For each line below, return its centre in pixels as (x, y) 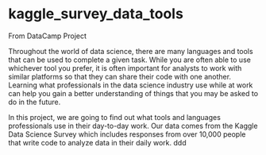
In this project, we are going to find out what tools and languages (114, 117)
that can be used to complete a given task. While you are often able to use (130, 60)
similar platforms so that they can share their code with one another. (120, 76)
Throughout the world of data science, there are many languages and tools (131, 51)
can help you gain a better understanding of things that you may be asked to (133, 93)
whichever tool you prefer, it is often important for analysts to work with (125, 68)
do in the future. (35, 102)
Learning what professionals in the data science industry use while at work (131, 85)
